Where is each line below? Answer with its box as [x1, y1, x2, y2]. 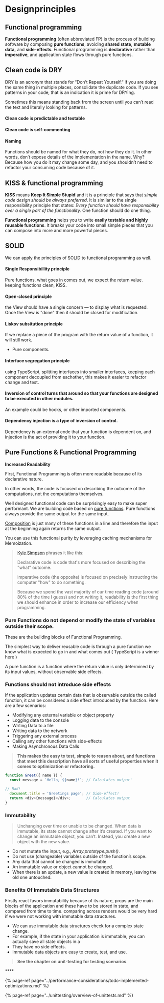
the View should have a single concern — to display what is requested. [5, 304, 148, 310]
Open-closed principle [5, 294, 52, 299]
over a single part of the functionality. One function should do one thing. [5, 207, 151, 213]
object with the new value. [17, 839, 70, 844]
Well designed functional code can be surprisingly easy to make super [5, 500, 147, 506]
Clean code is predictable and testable [5, 116, 85, 121]
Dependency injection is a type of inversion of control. [5, 418, 118, 424]
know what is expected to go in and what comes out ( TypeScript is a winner [5, 649, 160, 655]
